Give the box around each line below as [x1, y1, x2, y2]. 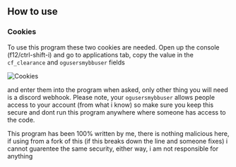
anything [7, 151, 33, 160]
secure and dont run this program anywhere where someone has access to [7, 108, 226, 116]
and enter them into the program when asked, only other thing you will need [7, 85, 228, 94]
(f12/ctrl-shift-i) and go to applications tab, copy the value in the [7, 50, 194, 59]
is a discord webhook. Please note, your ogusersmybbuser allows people [7, 93, 216, 101]
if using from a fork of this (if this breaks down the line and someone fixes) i [7, 137, 228, 145]
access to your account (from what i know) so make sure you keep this [7, 100, 214, 109]
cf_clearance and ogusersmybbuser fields [7, 58, 125, 67]
